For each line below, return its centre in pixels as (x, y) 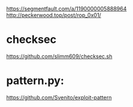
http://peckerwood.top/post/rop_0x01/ (54, 15)
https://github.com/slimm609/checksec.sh (60, 56)
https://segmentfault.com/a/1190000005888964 (66, 9)
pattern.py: (35, 81)
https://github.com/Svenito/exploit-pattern (59, 97)
